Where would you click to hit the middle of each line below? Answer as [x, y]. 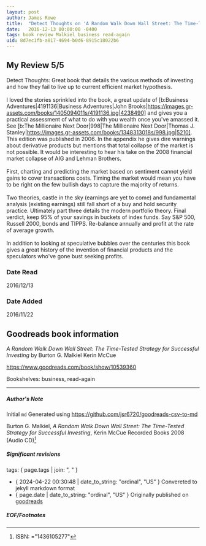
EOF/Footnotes [26, 515]
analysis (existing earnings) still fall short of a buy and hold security [92, 204]
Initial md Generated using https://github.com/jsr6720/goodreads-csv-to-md [102, 414]
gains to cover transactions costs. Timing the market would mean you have [101, 178]
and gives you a [167, 113]
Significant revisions [33, 454]
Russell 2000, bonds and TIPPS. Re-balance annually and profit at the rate [100, 223]
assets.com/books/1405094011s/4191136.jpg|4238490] [76, 113]
